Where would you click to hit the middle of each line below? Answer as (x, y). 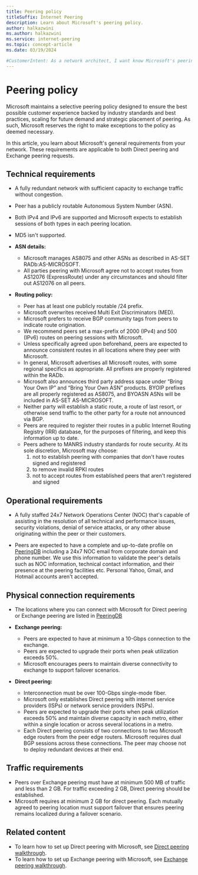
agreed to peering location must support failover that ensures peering (99, 807)
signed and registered (59, 463)
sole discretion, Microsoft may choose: (70, 451)
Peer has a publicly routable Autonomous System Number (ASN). (94, 206)
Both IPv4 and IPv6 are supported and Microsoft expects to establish (98, 218)
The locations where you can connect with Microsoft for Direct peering (101, 609)
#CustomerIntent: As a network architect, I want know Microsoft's (91, 61)
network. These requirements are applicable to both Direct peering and (92, 149)
